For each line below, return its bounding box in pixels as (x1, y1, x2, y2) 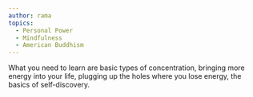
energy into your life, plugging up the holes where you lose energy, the (8, 72, 242, 81)
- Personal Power (15, 26, 74, 34)
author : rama (8, 11, 52, 20)
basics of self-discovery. (8, 80, 90, 90)
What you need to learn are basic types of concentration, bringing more (8, 63, 246, 72)
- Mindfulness (15, 33, 62, 42)
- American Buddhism (15, 41, 84, 49)
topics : (8, 19, 34, 27)
